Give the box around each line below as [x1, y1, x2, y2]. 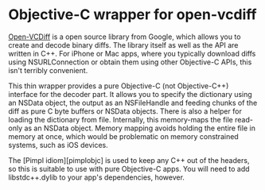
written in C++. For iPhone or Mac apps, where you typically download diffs [8, 48, 256, 58]
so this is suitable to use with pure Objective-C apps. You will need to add [8, 164, 250, 173]
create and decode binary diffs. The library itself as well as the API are [8, 40, 239, 49]
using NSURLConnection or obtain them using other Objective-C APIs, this [8, 57, 252, 67]
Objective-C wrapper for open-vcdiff [8, 6, 257, 24]
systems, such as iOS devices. [8, 140, 109, 149]
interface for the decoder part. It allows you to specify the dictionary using [8, 89, 252, 99]
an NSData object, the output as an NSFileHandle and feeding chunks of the [8, 98, 258, 107]
